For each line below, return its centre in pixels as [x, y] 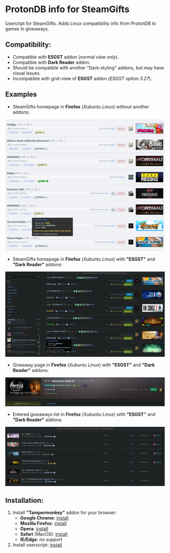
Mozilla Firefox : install [43, 524]
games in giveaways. [27, 28]
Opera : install [34, 529]
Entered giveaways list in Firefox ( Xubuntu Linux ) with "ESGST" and [84, 414]
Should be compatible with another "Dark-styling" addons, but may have [88, 67]
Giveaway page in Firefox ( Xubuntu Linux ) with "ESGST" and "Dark [84, 365]
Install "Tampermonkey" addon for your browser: [65, 512]
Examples [21, 95]
